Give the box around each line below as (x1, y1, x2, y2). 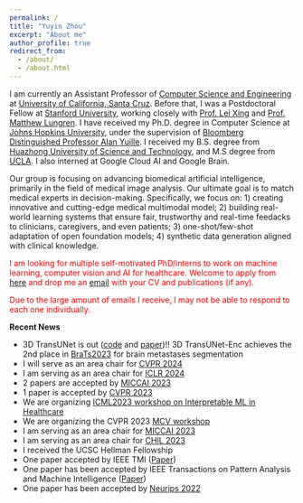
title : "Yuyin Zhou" (9, 22, 88, 31)
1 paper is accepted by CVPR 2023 (22, 387, 153, 397)
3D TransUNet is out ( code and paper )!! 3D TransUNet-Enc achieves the (22, 339, 292, 349)
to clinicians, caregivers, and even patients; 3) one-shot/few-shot (9, 220, 253, 231)
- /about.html (17, 64, 71, 73)
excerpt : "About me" (9, 30, 88, 39)
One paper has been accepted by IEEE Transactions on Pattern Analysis (22, 463, 291, 474)
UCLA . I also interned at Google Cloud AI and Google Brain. (9, 155, 231, 166)
